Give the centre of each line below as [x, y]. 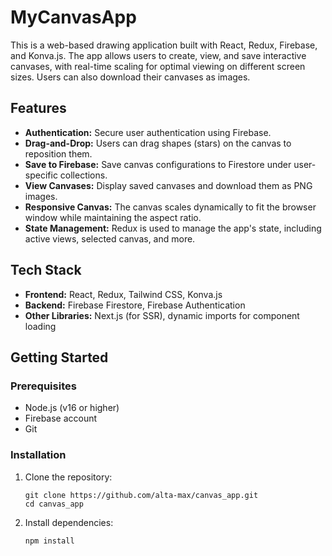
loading [40, 326]
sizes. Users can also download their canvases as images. [130, 77]
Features [38, 108]
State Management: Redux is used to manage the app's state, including [173, 228]
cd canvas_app [54, 504]
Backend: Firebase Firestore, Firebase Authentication [135, 305]
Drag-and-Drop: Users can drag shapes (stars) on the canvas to [158, 143]
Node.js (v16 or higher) [72, 408]
